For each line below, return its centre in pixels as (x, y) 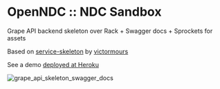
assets (17, 38)
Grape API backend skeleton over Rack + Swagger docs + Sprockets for (110, 31)
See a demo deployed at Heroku (53, 64)
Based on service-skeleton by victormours (68, 51)
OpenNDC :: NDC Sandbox (84, 12)
